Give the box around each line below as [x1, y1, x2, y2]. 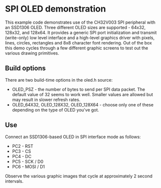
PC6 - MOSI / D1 [12, 163, 45, 170]
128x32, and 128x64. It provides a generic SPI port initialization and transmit [5, 29, 157, 35]
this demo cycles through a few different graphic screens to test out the [5, 45, 148, 51]
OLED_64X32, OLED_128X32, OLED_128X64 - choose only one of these [12, 101, 154, 107]
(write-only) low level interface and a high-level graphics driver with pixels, [5, 35, 155, 41]
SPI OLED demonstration [5, 3, 106, 14]
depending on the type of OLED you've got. [12, 107, 99, 113]
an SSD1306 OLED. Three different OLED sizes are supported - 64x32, [5, 24, 146, 30]
